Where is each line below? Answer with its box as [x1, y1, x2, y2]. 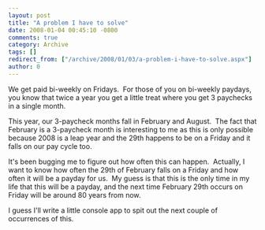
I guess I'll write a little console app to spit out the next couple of [8, 206, 218, 215]
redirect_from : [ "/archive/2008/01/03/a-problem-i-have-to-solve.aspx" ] [8, 56, 252, 64]
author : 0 [8, 63, 41, 71]
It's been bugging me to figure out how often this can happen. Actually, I [8, 157, 245, 166]
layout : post [8, 11, 51, 20]
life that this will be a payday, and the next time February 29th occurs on [8, 182, 243, 191]
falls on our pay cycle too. [8, 141, 92, 150]
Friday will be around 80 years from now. [8, 190, 141, 199]
